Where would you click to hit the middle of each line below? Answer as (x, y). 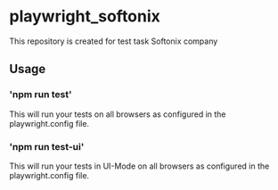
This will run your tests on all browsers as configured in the (118, 114)
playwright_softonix (85, 17)
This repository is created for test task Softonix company (114, 41)
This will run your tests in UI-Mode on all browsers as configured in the (139, 166)
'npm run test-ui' (47, 146)
